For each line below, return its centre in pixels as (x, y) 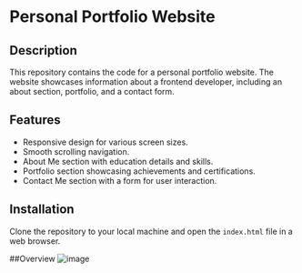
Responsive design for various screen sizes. (105, 142)
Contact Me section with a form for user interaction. (120, 180)
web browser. (35, 241)
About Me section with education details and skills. (118, 161)
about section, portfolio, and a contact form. (92, 91)
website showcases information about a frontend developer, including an (146, 82)
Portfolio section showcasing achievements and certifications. (139, 171)
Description (43, 51)
